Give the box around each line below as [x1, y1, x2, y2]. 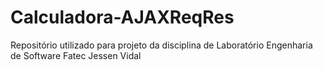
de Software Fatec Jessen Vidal [10, 49, 142, 61]
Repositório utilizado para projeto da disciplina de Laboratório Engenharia [10, 39, 313, 51]
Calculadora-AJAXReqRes [10, 6, 235, 29]
